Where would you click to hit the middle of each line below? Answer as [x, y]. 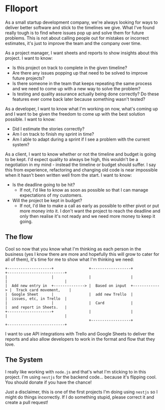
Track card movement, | [44, 290]
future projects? [28, 78]
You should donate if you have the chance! [49, 382]
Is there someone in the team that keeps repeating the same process [82, 83]
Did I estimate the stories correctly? [48, 128]
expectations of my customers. [51, 195]
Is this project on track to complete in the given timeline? [69, 68]
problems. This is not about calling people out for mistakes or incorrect [77, 38]
